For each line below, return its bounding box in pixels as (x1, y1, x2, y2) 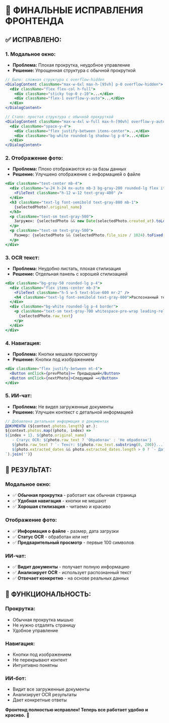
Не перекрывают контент (12, 656, 68, 663)
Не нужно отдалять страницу (12, 622, 76, 628)
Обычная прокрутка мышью (12, 616, 74, 623)
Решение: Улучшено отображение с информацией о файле (12, 171, 141, 177)
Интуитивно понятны (12, 662, 58, 668)
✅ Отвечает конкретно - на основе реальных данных (12, 575, 129, 581)
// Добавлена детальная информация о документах (5, 419, 109, 424)
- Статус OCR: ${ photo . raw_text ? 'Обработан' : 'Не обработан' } (12, 438, 152, 443)
